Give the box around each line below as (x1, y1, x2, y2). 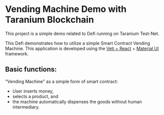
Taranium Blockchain (5, 14, 94, 25)
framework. (5, 51, 29, 57)
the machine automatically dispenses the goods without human (12, 99, 142, 105)
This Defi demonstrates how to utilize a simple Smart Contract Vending (5, 40, 151, 46)
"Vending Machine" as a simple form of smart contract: (5, 78, 118, 84)
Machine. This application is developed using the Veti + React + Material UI (5, 45, 159, 51)
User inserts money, (12, 88, 54, 94)
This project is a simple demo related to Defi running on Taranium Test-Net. (5, 30, 160, 36)
